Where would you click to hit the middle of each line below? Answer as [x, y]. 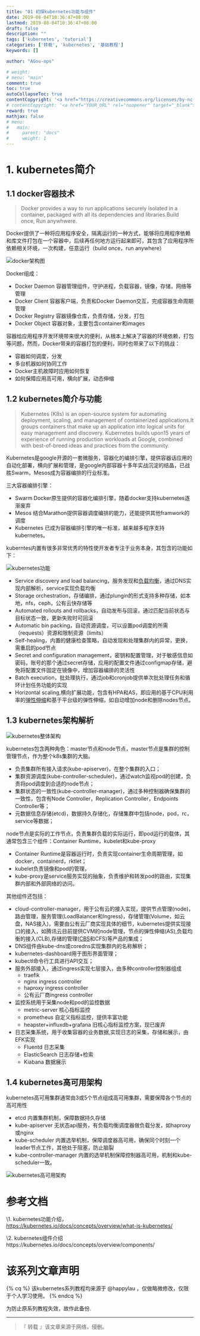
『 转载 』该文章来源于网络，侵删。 [64, 1327]
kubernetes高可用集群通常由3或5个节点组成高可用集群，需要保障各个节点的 [99, 1098]
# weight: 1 [26, 139]
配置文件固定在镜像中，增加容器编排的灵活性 [80, 670]
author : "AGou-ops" [30, 61]
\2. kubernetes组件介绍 [35, 1238]
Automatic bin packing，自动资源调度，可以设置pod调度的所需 [91, 625]
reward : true [22, 111]
